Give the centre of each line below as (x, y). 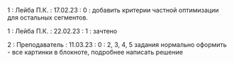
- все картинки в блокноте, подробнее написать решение (95, 52)
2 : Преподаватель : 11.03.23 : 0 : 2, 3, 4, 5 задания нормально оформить (117, 44)
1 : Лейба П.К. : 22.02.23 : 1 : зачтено (62, 31)
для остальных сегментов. (48, 17)
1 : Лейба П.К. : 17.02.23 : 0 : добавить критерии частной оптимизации (113, 10)
